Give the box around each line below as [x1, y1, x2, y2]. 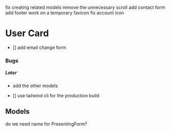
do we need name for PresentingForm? [5, 121, 87, 127]
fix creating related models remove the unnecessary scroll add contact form [5, 5, 165, 10]
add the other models [12, 83, 58, 89]
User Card [5, 28, 50, 39]
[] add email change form [12, 44, 66, 50]
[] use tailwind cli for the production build [12, 92, 100, 98]
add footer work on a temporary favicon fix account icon [5, 10, 124, 16]
